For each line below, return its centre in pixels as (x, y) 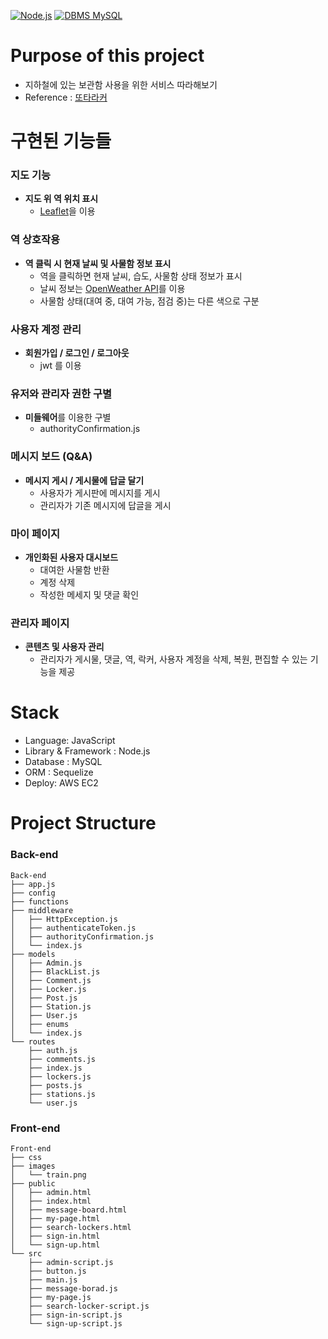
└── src (26, 1253)
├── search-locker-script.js (89, 1306)
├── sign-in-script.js (75, 1315)
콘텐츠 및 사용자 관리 (64, 647)
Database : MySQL (63, 762)
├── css (26, 1157)
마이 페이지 (35, 533)
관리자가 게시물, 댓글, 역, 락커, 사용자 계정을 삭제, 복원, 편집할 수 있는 (173, 659)
